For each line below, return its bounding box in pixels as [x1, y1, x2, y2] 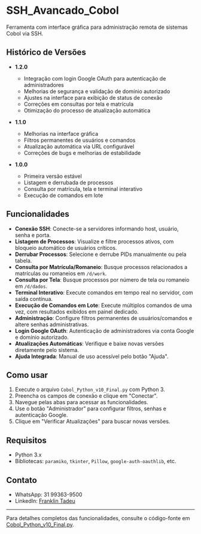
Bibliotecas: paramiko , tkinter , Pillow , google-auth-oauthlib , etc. [14, 458, 176, 465]
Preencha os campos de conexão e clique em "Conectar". [14, 392, 158, 399]
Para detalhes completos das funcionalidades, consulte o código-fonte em [6, 515, 190, 521]
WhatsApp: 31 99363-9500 [14, 491, 83, 498]
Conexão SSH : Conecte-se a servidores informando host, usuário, [14, 225, 179, 232]
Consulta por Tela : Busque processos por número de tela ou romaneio [14, 276, 190, 283]
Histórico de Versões [6, 47, 87, 58]
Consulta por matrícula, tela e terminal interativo [23, 185, 142, 192]
